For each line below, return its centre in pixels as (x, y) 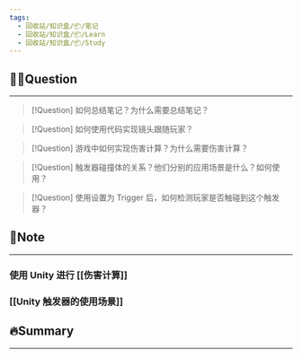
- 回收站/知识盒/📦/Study (62, 43)
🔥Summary (42, 332)
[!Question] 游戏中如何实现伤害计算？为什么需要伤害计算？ (140, 148)
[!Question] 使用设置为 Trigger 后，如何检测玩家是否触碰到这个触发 (155, 197)
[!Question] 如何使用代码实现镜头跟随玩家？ (112, 129)
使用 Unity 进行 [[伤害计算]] (68, 275)
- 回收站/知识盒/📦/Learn (62, 34)
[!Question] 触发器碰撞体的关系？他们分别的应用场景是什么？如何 (151, 168)
